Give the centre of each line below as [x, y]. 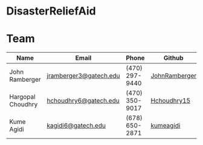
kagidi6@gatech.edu [76, 126]
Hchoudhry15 [171, 101]
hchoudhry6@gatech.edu [83, 101]
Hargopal [22, 97]
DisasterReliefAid [51, 11]
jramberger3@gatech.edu [83, 76]
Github [173, 58]
